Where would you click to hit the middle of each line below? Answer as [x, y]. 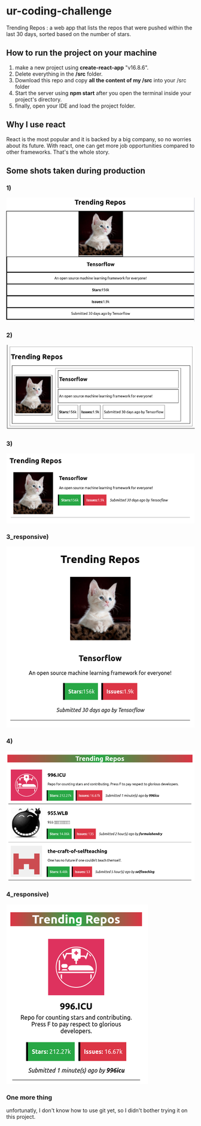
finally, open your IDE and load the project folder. [75, 106]
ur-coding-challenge [59, 11]
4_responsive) [28, 895]
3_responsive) [28, 537]
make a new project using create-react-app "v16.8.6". [82, 67]
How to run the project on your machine [82, 53]
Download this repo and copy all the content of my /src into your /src [100, 80]
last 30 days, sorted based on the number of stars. [69, 34]
